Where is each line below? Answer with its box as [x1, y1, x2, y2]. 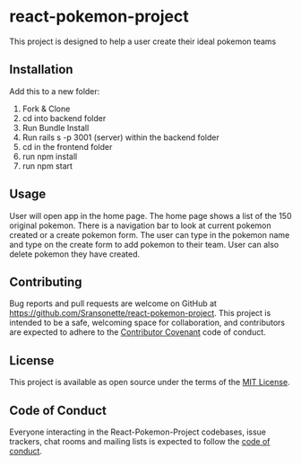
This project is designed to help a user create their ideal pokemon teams [9, 36, 277, 47]
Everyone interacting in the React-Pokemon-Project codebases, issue [9, 426, 267, 437]
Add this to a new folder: [9, 85, 100, 96]
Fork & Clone [21, 103, 71, 114]
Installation [9, 62, 73, 77]
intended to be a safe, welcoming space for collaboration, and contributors [9, 317, 285, 329]
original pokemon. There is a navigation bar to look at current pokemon [9, 220, 271, 231]
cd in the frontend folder [21, 141, 113, 152]
